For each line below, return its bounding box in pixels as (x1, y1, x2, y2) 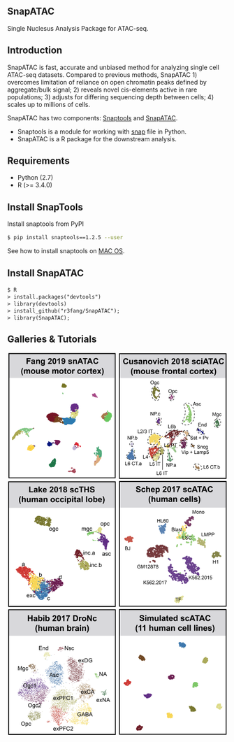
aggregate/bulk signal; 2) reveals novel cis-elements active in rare (7, 85, 198, 94)
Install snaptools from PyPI (7, 220, 85, 228)
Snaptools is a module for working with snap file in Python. (17, 127, 187, 136)
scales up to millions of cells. (7, 100, 91, 108)
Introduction (7, 45, 63, 57)
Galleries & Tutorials (7, 334, 97, 345)
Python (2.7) (17, 173, 54, 182)
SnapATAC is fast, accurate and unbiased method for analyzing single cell (7, 63, 220, 71)
